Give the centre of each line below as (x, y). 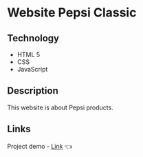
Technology (33, 38)
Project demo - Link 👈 (40, 146)
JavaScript (32, 69)
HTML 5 (29, 54)
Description (33, 91)
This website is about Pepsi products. (60, 107)
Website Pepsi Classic (72, 13)
